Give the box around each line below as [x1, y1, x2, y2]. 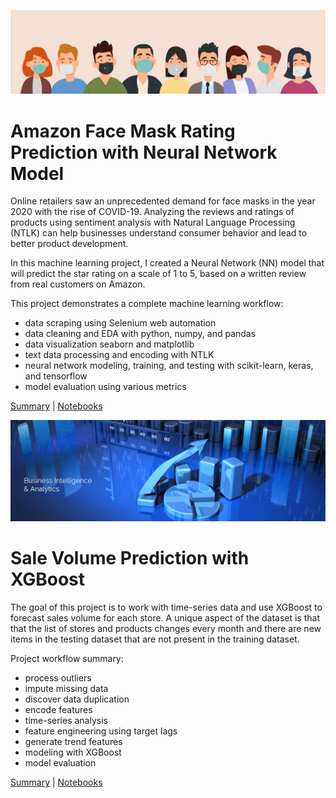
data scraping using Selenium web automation [24, 317, 217, 329]
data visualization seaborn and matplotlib [24, 338, 195, 350]
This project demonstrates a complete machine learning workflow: [10, 298, 284, 310]
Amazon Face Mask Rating [10, 120, 236, 142]
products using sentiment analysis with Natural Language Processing [10, 216, 296, 229]
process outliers [24, 672, 92, 684]
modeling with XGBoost [24, 746, 122, 759]
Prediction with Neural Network [10, 141, 278, 164]
